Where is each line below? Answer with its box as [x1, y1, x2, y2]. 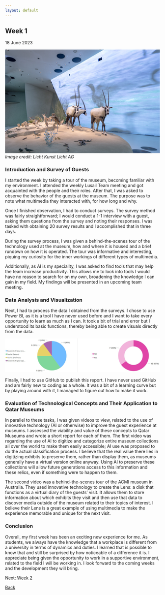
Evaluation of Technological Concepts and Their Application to [5, 400, 158, 407]
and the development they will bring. [5, 565, 79, 571]
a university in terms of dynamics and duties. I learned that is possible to [5, 544, 152, 550]
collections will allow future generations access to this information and [5, 464, 148, 470]
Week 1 [5, 27, 27, 35]
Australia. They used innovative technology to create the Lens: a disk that [5, 484, 154, 490]
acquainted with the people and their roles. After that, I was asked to [5, 188, 143, 193]
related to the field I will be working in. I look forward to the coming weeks [5, 560, 155, 566]
